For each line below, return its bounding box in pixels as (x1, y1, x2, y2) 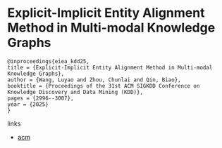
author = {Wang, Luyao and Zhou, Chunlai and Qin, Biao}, (7, 76, 181, 83)
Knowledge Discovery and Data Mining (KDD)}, (7, 88, 143, 95)
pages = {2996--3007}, (7, 95, 74, 102)
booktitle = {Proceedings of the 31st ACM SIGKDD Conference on (7, 82, 200, 89)
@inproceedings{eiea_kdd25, (7, 58, 90, 65)
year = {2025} (7, 100, 49, 108)
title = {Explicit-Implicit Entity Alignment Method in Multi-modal (7, 64, 213, 71)
